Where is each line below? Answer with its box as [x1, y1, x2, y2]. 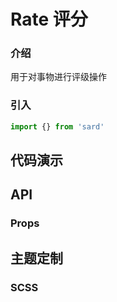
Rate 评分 [10, 8, 88, 31]
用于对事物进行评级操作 [10, 71, 107, 83]
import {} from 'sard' [10, 121, 105, 132]
